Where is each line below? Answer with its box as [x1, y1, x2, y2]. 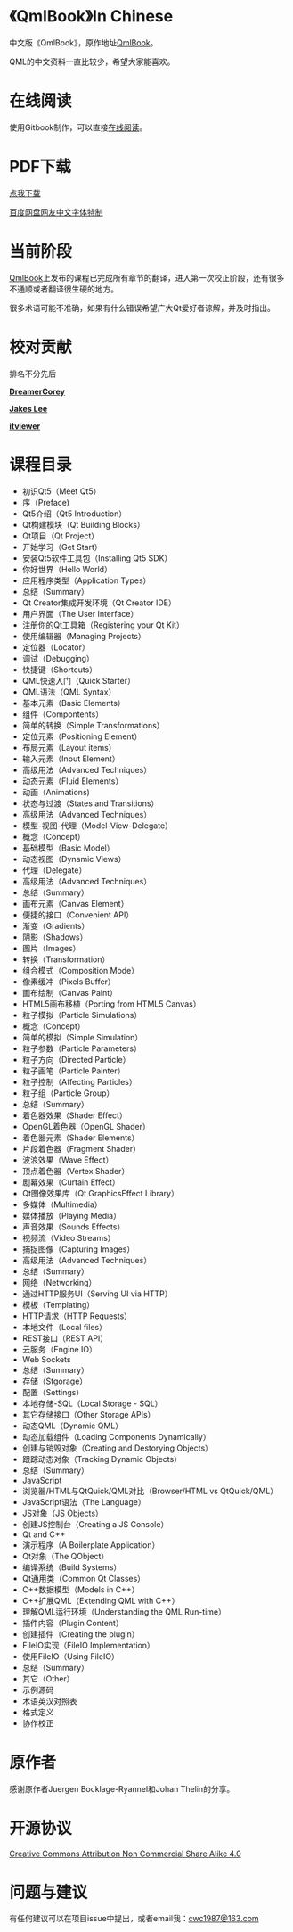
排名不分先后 [9, 368, 56, 379]
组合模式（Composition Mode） [21, 965, 140, 975]
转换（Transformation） [21, 954, 110, 965]
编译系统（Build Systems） [21, 1561, 122, 1573]
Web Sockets [21, 1353, 71, 1364]
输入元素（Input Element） [21, 753, 120, 764]
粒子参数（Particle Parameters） [21, 1043, 142, 1054]
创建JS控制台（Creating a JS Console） [21, 1518, 169, 1529]
